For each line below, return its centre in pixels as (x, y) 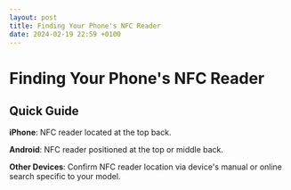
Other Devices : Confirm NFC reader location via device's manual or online (146, 167)
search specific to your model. (65, 177)
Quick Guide (44, 111)
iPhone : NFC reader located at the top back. (90, 132)
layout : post (33, 17)
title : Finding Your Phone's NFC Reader (85, 26)
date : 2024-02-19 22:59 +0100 (65, 34)
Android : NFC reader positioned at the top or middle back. (117, 150)
